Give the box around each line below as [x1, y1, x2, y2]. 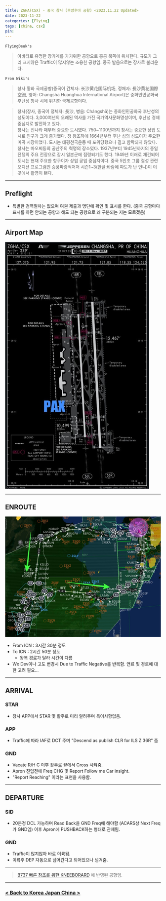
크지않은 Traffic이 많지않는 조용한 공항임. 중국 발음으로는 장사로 [22, 59, 145, 65]
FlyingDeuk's [5, 44, 32, 49]
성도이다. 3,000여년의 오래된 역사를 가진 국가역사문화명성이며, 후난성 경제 [17, 115, 160, 120]
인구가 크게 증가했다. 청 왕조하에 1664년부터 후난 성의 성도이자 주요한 [26, 133, 161, 139]
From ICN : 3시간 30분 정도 [12, 642, 66, 649]
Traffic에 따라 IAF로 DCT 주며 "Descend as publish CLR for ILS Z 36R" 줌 [12, 738, 158, 744]
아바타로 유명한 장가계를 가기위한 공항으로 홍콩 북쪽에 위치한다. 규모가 [17, 53, 152, 59]
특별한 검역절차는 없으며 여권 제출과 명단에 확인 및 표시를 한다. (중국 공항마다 [12, 203, 161, 209]
